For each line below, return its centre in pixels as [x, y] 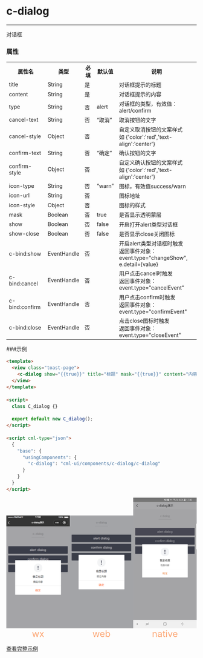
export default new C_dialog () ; [53, 419]
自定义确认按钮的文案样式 [151, 162]
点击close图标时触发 [144, 321]
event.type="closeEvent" [150, 335]
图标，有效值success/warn [152, 186]
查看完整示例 [22, 649]
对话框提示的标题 [140, 85]
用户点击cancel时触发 [146, 273]
